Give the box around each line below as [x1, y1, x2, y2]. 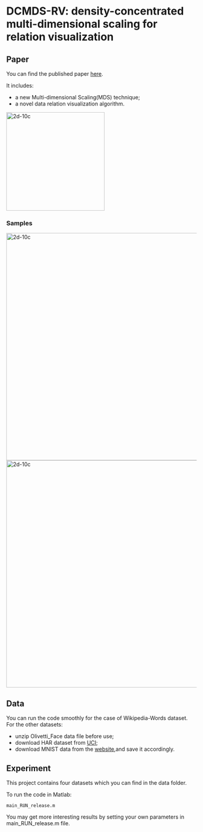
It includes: [6, 82, 34, 89]
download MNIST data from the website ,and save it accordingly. [14, 745, 175, 753]
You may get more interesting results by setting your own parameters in [6, 813, 184, 820]
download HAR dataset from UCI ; [14, 739, 98, 747]
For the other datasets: [6, 721, 63, 728]
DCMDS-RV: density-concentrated [6, 4, 184, 18]
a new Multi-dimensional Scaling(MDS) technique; [14, 94, 140, 101]
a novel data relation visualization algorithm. [14, 100, 125, 107]
